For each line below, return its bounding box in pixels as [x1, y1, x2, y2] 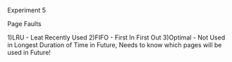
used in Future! [7, 49, 51, 56]
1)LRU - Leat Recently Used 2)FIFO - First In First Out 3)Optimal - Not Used [7, 33, 226, 42]
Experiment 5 [7, 6, 47, 14]
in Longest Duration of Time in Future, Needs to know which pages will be [7, 41, 222, 49]
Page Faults [7, 20, 42, 27]
